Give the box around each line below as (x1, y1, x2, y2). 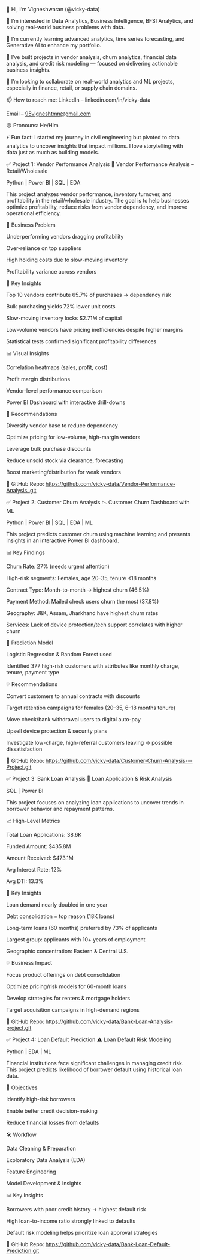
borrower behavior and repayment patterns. (6, 806, 114, 812)
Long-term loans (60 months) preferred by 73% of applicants (6, 925, 157, 931)
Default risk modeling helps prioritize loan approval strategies (6, 1229, 158, 1236)
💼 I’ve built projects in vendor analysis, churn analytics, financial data (6, 54, 177, 60)
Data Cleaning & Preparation (6, 1145, 77, 1152)
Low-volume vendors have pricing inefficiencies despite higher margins (6, 326, 183, 333)
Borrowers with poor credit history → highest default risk (6, 1206, 146, 1213)
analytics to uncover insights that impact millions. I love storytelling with (6, 142, 184, 150)
